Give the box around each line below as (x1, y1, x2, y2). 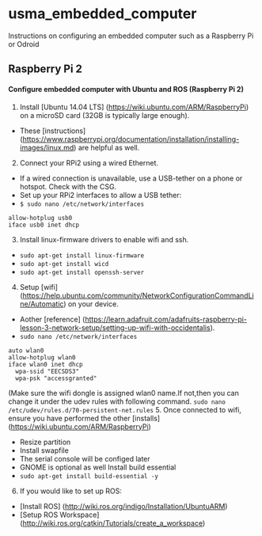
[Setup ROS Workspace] (19, 510, 100, 519)
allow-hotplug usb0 (8, 214, 73, 222)
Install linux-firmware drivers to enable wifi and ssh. (19, 234, 189, 244)
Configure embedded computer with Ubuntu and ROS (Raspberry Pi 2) (8, 84, 244, 93)
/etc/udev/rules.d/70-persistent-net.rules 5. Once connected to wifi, (8, 405, 241, 414)
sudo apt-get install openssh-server (19, 268, 145, 276)
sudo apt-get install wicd (19, 260, 109, 268)
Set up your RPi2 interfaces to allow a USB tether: (19, 190, 182, 200)
